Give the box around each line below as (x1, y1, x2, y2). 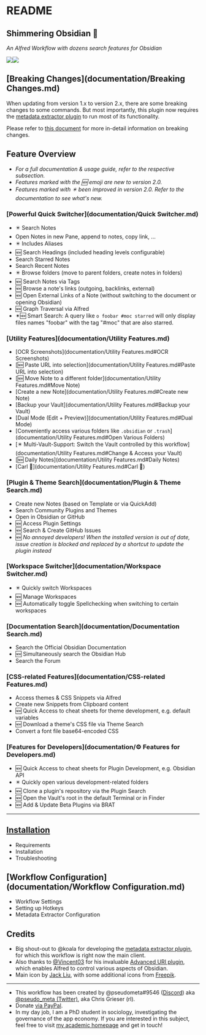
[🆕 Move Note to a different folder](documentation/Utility (15, 375, 161, 382)
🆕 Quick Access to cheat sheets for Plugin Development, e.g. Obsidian (15, 764, 196, 771)
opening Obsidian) (15, 299, 63, 306)
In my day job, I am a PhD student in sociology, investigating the (15, 1009, 177, 1016)
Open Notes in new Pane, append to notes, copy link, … (15, 233, 156, 240)
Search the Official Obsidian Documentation (15, 644, 127, 651)
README (6, 4, 53, 18)
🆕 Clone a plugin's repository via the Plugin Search (15, 787, 146, 794)
